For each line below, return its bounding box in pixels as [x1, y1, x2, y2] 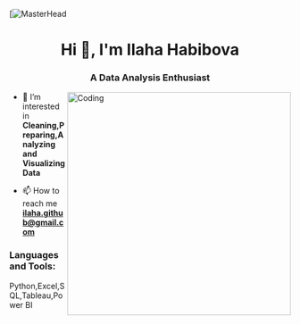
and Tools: [9, 260, 56, 272]
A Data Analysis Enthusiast [89, 71, 211, 84]
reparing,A [21, 129, 64, 140]
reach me [21, 198, 58, 209]
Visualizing [21, 158, 65, 169]
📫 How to [21, 186, 60, 196]
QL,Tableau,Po [9, 290, 63, 301]
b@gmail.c [21, 217, 64, 228]
